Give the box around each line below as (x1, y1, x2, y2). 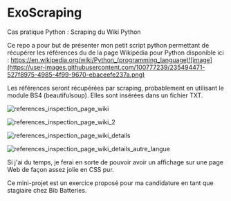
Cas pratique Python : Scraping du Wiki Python (7, 28, 141, 36)
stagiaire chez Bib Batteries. (7, 186, 87, 194)
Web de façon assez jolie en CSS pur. (7, 165, 114, 173)
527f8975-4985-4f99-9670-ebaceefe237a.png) (7, 70, 145, 79)
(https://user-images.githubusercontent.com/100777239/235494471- (7, 63, 205, 71)
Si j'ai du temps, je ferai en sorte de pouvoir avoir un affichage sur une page (7, 157, 223, 166)
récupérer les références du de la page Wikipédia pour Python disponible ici (7, 48, 225, 57)
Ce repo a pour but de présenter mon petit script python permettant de (7, 41, 210, 49)
